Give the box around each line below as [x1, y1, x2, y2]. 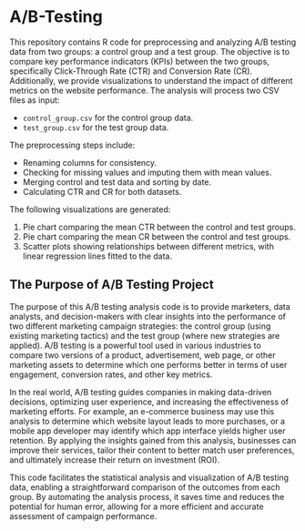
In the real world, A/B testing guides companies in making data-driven [9, 386, 272, 397]
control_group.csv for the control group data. [22, 112, 194, 123]
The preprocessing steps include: [9, 139, 136, 150]
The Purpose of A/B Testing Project [9, 277, 214, 292]
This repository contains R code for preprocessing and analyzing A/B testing [9, 36, 297, 47]
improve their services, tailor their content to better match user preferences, [9, 444, 295, 455]
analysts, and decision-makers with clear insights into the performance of [9, 311, 287, 322]
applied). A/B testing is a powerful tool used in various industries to [9, 340, 261, 351]
